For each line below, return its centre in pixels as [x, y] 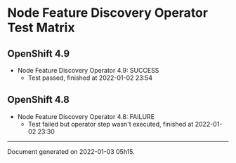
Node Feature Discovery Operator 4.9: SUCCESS [88, 70]
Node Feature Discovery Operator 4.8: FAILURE [86, 116]
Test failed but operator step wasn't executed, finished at [111, 124]
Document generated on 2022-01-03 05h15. [71, 151]
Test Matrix [41, 28]
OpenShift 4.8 [39, 100]
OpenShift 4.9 [39, 54]
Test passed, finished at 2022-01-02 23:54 [90, 78]
